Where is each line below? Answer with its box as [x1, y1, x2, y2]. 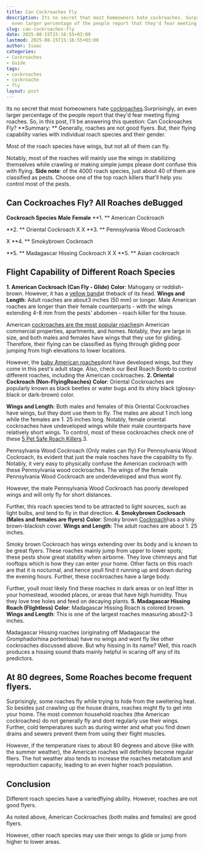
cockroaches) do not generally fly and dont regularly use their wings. [6, 717, 179, 724]
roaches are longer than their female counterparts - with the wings [6, 303, 173, 310]
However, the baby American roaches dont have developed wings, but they [6, 359, 193, 366]
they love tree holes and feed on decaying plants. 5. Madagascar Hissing [6, 597, 191, 604]
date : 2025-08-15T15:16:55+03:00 [6, 32, 91, 38]
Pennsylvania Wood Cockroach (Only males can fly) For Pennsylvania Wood [6, 447, 197, 454]
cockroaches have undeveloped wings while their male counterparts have [6, 422, 191, 429]
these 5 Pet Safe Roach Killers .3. [6, 435, 88, 442]
